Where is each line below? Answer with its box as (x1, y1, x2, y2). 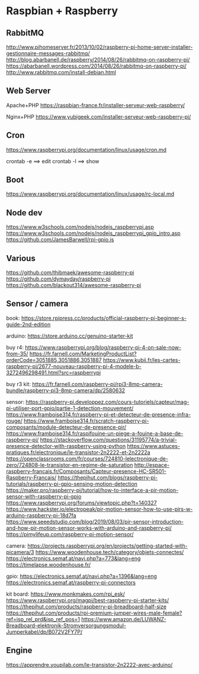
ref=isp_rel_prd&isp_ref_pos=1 (6, 615, 81, 622)
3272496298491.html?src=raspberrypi (6, 369, 101, 376)
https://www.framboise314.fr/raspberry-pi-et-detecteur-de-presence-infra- (6, 411, 191, 418)
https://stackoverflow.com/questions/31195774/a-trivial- (40, 436, 178, 443)
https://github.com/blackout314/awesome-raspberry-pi (6, 282, 142, 289)
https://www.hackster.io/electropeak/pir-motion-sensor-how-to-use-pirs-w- (6, 506, 193, 513)
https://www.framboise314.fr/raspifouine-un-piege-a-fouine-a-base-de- (6, 430, 184, 437)
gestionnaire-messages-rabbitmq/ (6, 50, 90, 57)
